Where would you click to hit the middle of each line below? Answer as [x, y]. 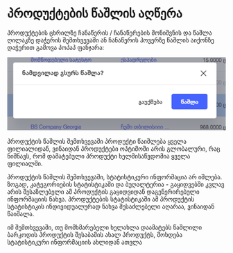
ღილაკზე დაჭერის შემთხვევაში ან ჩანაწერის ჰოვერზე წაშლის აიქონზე [111, 40]
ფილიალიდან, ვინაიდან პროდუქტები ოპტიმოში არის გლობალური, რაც [114, 149]
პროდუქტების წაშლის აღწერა [95, 14]
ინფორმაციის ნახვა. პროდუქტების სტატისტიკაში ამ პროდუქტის [101, 199]
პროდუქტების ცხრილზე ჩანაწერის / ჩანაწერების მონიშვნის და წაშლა [110, 33]
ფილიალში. [25, 163]
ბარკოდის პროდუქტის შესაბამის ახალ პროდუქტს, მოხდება [95, 234]
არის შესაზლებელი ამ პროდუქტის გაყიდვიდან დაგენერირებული [103, 191]
